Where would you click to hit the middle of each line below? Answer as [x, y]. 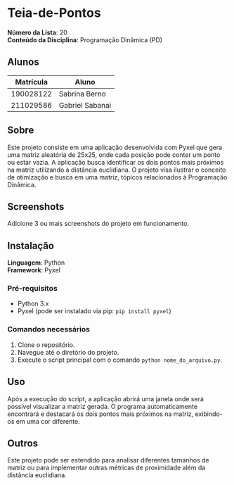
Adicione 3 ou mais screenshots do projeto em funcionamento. [98, 224]
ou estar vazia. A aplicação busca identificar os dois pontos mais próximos [116, 162]
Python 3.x [33, 303]
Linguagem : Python [36, 263]
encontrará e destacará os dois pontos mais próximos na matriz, [100, 414]
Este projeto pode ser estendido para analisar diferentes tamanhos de [108, 460]
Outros [23, 443]
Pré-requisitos [32, 289]
